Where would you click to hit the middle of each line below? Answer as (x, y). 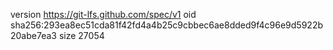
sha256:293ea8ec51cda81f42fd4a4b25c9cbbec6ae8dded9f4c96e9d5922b (166, 25)
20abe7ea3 (33, 35)
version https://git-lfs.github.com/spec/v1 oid (103, 14)
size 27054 (81, 35)
